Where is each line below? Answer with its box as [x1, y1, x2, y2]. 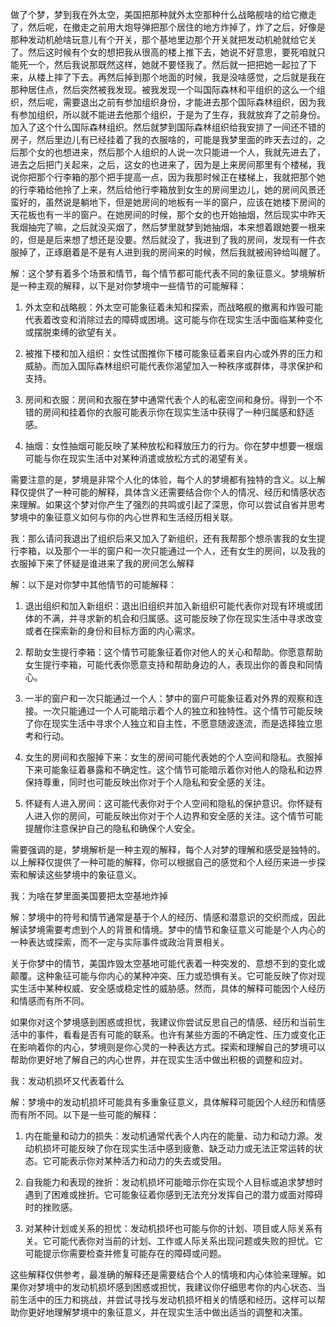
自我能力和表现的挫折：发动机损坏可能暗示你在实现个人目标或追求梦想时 [24, 1176, 323, 1188]
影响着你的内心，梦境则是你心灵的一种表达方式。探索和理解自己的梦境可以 [18, 1041, 326, 1053]
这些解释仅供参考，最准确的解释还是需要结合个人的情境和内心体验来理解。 [10, 1269, 317, 1280]
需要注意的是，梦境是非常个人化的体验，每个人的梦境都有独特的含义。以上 [10, 474, 317, 485]
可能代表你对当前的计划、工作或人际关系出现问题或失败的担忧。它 [51, 1235, 323, 1247]
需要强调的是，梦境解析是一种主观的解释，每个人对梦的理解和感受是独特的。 [10, 844, 326, 855]
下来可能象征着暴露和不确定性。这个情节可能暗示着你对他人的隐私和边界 [24, 764, 323, 775]
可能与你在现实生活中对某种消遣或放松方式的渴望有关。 [24, 453, 253, 464]
